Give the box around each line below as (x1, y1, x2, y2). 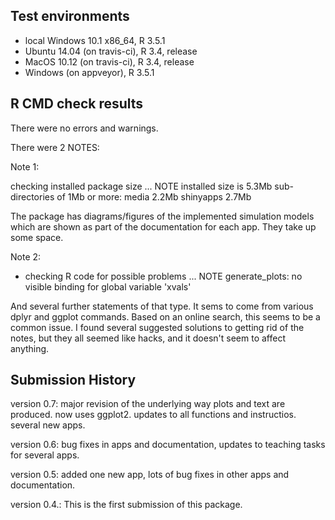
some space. (10, 231, 64, 243)
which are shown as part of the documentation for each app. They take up (10, 220, 317, 233)
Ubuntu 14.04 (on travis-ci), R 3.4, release (24, 45, 198, 57)
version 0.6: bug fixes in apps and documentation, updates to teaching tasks (10, 439, 326, 451)
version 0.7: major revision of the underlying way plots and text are (10, 398, 286, 410)
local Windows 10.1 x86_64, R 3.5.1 (24, 34, 166, 46)
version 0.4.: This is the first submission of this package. (10, 499, 243, 511)
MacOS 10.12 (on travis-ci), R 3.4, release (24, 55, 195, 68)
